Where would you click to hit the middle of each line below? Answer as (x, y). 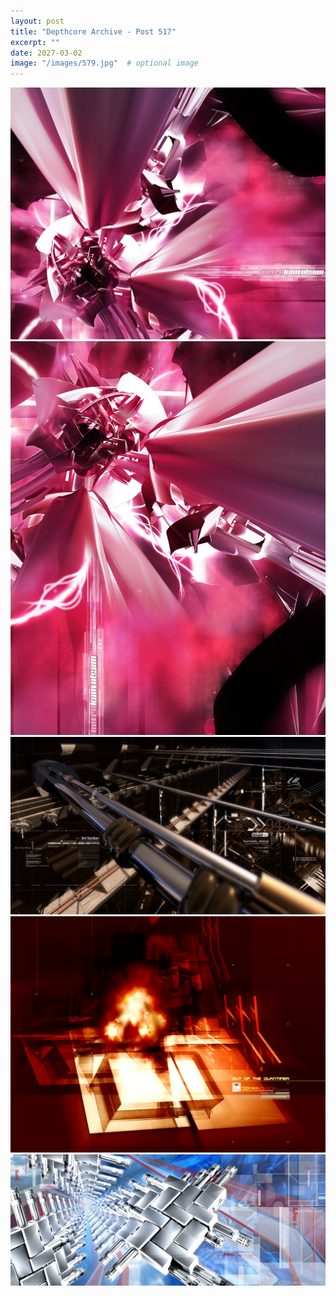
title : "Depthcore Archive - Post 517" (93, 31)
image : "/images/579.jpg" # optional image (104, 63)
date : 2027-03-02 (46, 53)
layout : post (37, 21)
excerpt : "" (35, 42)
